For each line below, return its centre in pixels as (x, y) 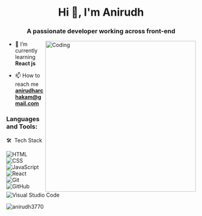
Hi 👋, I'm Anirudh (101, 12)
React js (25, 63)
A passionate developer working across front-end (101, 31)
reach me (27, 84)
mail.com (27, 103)
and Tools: (22, 127)
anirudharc (29, 91)
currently (26, 51)
